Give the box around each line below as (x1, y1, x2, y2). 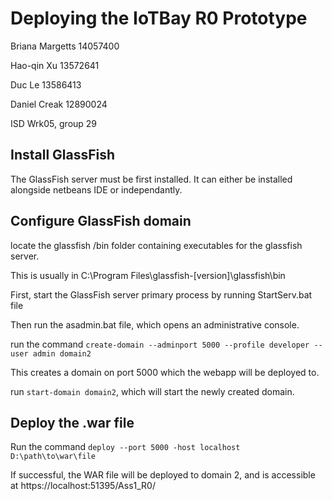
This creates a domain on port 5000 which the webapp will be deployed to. (10, 366, 320, 378)
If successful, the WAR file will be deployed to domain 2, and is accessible (10, 469, 316, 481)
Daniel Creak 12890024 (10, 98, 108, 110)
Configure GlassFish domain (10, 213, 192, 230)
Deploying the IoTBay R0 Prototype (10, 7, 308, 30)
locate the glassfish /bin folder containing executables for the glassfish (10, 239, 303, 251)
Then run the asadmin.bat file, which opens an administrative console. (10, 318, 300, 331)
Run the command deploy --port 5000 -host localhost (10, 441, 241, 453)
